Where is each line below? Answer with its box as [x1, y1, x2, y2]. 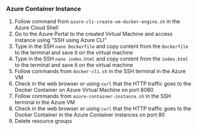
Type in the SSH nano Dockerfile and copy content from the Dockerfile [14, 43, 189, 50]
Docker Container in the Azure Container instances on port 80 [14, 111, 165, 118]
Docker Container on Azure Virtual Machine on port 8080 [14, 87, 154, 94]
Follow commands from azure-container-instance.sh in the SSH [14, 93, 172, 100]
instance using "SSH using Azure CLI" [14, 37, 107, 44]
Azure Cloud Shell [14, 24, 59, 31]
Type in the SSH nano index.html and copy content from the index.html [14, 55, 189, 63]
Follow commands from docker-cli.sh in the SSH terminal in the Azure [14, 68, 186, 75]
